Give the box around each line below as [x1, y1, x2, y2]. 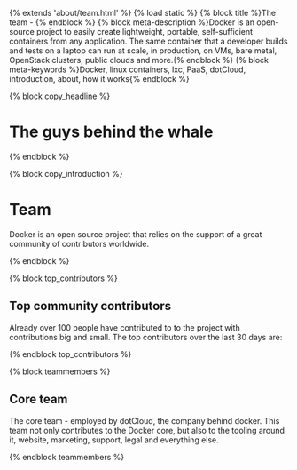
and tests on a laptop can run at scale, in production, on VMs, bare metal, [9, 45, 277, 56]
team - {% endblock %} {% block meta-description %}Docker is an [9, 17, 255, 28]
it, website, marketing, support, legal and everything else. [9, 434, 219, 445]
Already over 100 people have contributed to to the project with [9, 322, 241, 332]
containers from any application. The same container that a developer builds [9, 36, 288, 46]
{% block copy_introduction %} [9, 168, 123, 179]
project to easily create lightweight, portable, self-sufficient [36, 27, 254, 36]
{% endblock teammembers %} [9, 451, 125, 462]
